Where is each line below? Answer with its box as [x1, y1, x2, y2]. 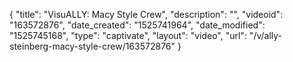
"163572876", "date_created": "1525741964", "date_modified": [9, 19, 266, 31]
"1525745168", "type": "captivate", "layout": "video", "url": [9, 30, 247, 41]
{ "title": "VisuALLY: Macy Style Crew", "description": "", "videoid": [9, 9, 284, 20]
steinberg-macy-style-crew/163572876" [9, 40, 176, 52]
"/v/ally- [248, 30, 283, 41]
